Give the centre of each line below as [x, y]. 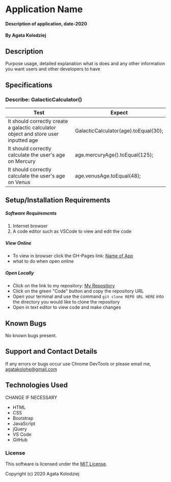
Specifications [29, 85]
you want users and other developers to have [53, 69]
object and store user [33, 134]
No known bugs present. [31, 335]
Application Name [44, 9]
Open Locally [20, 273]
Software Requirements [31, 213]
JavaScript [24, 424]
